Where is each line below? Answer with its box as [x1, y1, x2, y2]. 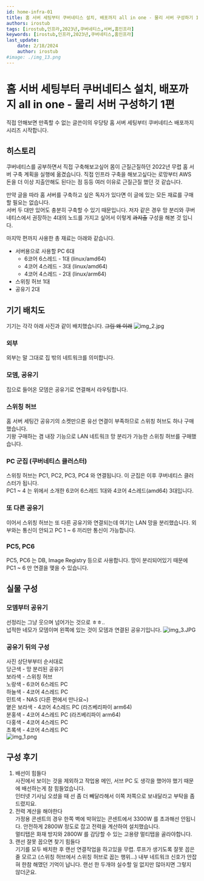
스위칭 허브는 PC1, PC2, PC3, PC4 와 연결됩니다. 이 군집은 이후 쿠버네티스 [6, 472, 183, 479]
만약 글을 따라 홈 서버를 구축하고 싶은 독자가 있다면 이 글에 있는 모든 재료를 [6, 191, 183, 198]
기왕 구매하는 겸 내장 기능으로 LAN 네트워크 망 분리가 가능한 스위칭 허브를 [6, 433, 180, 440]
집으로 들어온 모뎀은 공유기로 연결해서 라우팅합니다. [6, 386, 128, 393]
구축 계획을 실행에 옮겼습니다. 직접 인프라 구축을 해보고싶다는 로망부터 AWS [12, 171, 192, 178]
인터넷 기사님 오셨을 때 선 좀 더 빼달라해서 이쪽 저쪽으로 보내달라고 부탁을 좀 [15, 792, 195, 799]
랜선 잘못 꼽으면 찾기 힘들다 [15, 838, 81, 845]
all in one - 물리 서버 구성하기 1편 [18, 97, 175, 111]
